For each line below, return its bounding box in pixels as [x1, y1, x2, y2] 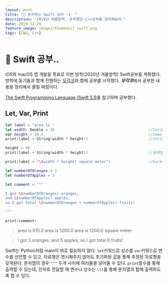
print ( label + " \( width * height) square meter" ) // [5, 159, 153, 164]
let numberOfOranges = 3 [5, 168, 57, 173]
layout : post [5, 7, 32, 13]
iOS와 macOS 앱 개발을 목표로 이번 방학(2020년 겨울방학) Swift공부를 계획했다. [5, 71, 161, 77]
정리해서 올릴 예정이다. [14, 84, 59, 90]
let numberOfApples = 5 [5, 173, 55, 178]
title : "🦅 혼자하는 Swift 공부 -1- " [5, 12, 77, 17]
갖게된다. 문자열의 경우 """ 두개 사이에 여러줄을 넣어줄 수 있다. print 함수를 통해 [5, 260, 160, 266]
